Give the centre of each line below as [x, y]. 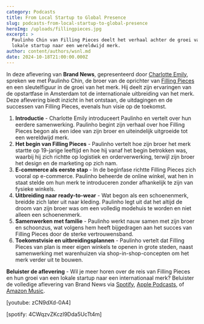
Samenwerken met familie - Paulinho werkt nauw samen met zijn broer [105, 221]
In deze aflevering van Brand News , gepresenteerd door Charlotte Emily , [97, 74]
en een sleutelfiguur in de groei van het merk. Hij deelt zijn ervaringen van [99, 87]
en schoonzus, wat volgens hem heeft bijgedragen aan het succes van [104, 227]
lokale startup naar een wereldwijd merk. [66, 46]
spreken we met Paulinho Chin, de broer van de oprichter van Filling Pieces [100, 81]
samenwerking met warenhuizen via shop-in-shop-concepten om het [102, 253]
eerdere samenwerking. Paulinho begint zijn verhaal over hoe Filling [100, 124]
